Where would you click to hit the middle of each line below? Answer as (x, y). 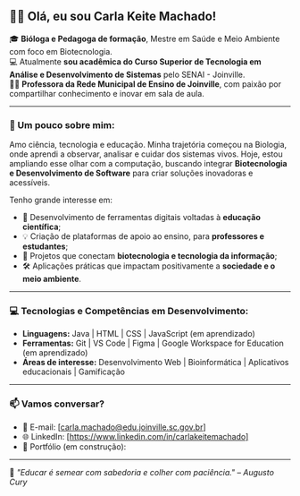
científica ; (42, 227)
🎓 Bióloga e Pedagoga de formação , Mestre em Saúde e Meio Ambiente (145, 38)
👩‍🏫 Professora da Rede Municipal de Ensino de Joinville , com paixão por (145, 84)
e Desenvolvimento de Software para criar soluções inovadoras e (131, 173)
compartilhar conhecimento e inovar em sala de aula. (107, 93)
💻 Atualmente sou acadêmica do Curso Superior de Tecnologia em (135, 61)
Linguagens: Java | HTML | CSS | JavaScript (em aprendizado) (139, 334)
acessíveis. (30, 183)
